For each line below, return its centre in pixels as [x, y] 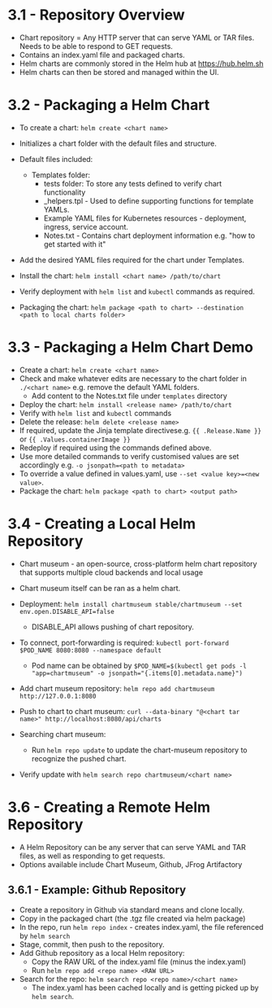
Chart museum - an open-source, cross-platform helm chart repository [138, 563]
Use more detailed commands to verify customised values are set [129, 456]
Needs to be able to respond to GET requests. [96, 46]
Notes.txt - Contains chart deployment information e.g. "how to [149, 235]
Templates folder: [61, 175]
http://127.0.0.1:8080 [58, 696]
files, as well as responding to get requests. [92, 856]
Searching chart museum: [63, 734]
